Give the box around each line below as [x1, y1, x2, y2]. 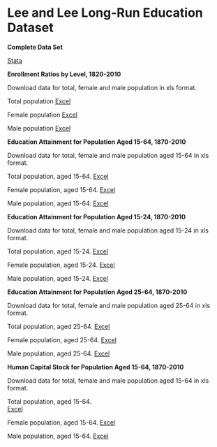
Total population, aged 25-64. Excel [7, 322, 110, 330]
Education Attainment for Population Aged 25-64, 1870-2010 [7, 288, 188, 296]
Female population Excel [7, 110, 78, 119]
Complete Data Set [7, 43, 63, 51]
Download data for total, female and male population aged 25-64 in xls [7, 301, 211, 309]
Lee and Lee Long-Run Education [7, 5, 204, 21]
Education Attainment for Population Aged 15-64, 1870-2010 [7, 138, 186, 146]
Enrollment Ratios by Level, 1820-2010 [7, 70, 121, 78]
